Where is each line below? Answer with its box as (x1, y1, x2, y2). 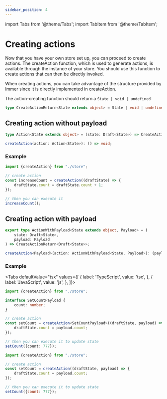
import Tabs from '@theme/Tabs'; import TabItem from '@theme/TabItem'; (5, 21, 158, 27)
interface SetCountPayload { (5, 298, 66, 303)
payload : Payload (14, 237, 50, 242)
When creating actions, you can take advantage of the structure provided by (5, 80, 162, 86)
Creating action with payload (5, 214, 97, 223)
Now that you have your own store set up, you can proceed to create (5, 55, 146, 61)
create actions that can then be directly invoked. (5, 71, 104, 77)
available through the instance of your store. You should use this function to (5, 65, 161, 71)
